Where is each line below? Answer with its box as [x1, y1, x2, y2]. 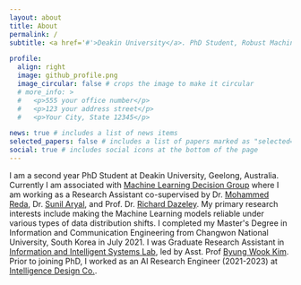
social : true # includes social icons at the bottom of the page [9, 145, 258, 155]
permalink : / [9, 30, 58, 39]
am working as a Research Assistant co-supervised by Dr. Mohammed [9, 189, 270, 200]
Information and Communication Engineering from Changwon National [9, 227, 269, 237]
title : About [9, 22, 58, 30]
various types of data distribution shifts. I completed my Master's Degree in [9, 217, 288, 229]
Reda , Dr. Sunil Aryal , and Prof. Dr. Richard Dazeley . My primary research [9, 198, 279, 209]
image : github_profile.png [17, 71, 118, 81]
